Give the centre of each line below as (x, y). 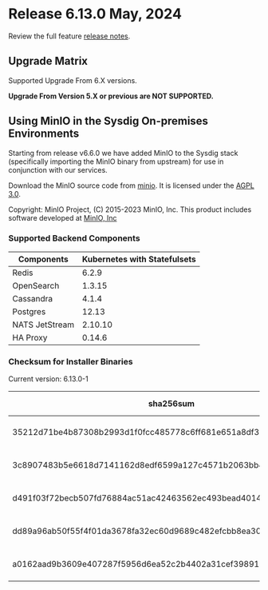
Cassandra (33, 298)
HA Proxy (30, 337)
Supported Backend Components (75, 238)
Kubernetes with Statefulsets (140, 259)
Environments (44, 134)
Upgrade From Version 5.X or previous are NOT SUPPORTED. (111, 96)
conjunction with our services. (58, 169)
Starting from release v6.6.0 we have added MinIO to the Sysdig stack (123, 153)
